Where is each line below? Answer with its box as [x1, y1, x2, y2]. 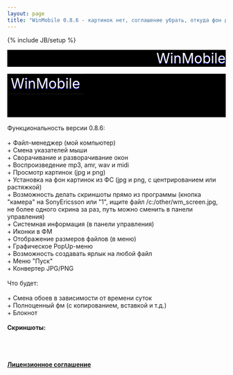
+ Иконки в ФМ [7, 227, 53, 235]
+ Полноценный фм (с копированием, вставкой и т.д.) [7, 301, 167, 310]
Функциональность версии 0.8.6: [7, 123, 105, 132]
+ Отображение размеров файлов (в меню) [7, 234, 137, 243]
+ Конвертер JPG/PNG [7, 264, 74, 272]
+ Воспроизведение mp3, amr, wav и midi [7, 161, 130, 169]
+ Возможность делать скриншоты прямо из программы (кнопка [7, 190, 202, 198]
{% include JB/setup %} [7, 35, 76, 44]
